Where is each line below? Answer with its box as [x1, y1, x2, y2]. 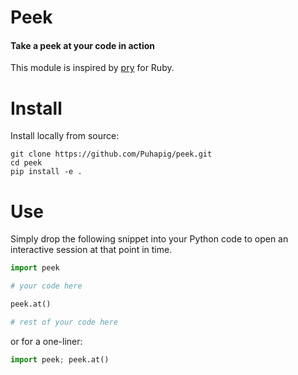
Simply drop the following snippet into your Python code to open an [10, 233, 289, 245]
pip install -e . [10, 167, 83, 177]
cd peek [10, 158, 43, 168]
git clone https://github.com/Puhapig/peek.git [10, 149, 213, 160]
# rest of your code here [10, 317, 118, 327]
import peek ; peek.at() [10, 354, 110, 365]
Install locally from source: [10, 130, 120, 142]
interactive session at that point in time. [10, 244, 173, 256]
